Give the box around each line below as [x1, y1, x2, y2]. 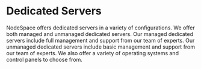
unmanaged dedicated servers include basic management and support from [6, 43, 196, 50]
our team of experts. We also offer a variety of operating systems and [6, 49, 179, 56]
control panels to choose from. [6, 56, 82, 63]
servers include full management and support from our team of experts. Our [6, 37, 195, 44]
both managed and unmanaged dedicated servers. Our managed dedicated [6, 30, 194, 37]
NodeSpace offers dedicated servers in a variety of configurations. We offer [6, 24, 195, 31]
